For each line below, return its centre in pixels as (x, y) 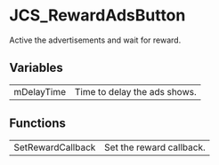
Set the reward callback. (155, 147)
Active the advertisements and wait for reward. (95, 40)
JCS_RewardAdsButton (97, 16)
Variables (36, 68)
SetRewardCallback (55, 147)
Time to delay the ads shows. (136, 91)
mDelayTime (40, 91)
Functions (38, 124)
